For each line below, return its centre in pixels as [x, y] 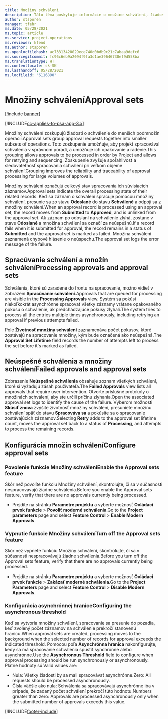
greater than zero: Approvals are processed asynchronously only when [85, 696]
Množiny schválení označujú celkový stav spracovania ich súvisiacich [77, 186]
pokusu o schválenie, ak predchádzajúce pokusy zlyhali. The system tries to [83, 309]
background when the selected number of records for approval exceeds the [83, 639]
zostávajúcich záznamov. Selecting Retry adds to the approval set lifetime [81, 418]
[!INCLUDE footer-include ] [32, 711]
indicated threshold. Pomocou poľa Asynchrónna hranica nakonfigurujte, [81, 644]
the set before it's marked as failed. [42, 345]
